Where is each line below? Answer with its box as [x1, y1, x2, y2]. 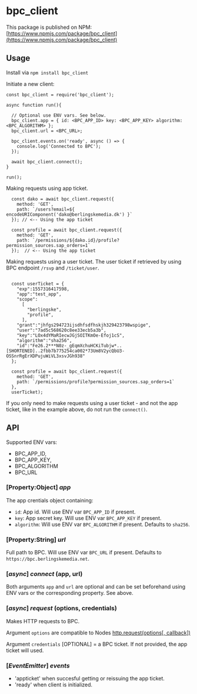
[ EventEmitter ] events [6, 662, 70, 670]
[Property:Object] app [6, 484, 71, 492]
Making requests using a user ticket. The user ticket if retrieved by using [6, 258, 182, 265]
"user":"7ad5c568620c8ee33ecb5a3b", [16, 327, 107, 333]
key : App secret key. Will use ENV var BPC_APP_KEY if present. [14, 514, 162, 521]
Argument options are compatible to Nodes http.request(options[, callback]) [6, 629, 191, 636]
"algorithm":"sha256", [16, 337, 72, 343]
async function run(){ [6, 102, 62, 108]
